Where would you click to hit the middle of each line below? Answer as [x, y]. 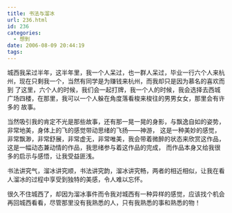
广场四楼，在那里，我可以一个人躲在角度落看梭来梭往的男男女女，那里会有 [113, 98]
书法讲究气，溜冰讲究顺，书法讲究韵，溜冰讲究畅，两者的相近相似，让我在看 [116, 170]
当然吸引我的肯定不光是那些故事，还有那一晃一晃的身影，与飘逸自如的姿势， [116, 121]
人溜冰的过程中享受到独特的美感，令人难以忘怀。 [77, 179]
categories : [24, 33]
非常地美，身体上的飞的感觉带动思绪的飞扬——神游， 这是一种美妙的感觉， [114, 130]
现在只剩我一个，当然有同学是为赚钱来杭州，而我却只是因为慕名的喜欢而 [122, 81]
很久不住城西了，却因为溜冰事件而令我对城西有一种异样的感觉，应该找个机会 [116, 194]
